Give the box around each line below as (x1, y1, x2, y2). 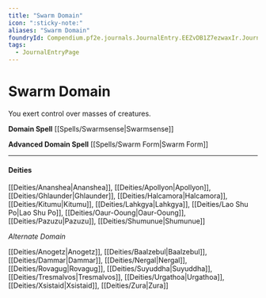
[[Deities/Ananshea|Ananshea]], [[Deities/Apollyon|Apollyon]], (8, 183, 211, 193)
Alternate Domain (8, 231, 66, 242)
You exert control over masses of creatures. (8, 109, 152, 118)
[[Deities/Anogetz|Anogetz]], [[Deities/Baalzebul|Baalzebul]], (8, 247, 207, 257)
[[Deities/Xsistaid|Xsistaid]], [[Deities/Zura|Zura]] (8, 281, 169, 290)
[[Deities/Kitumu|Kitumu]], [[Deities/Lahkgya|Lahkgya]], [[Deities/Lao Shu (8, 200, 249, 209)
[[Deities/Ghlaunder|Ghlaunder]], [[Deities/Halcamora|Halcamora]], (8, 191, 228, 201)
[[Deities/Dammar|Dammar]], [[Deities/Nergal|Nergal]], (8, 255, 188, 266)
